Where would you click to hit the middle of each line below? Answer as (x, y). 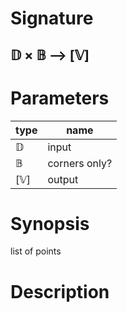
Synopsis (50, 223)
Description (60, 291)
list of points (36, 251)
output (63, 179)
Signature (52, 18)
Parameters (60, 98)
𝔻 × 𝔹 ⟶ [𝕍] (50, 55)
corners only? (80, 163)
